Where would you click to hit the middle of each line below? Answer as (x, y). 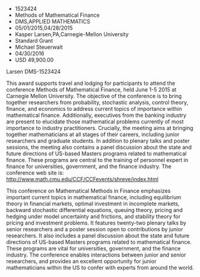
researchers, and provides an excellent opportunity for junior (81, 261)
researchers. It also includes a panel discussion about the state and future (98, 235)
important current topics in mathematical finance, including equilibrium (94, 197)
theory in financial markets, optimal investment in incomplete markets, (93, 204)
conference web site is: (35, 173)
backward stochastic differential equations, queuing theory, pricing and (95, 210)
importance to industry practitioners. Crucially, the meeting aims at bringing (100, 128)
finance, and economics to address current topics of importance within (94, 109)
